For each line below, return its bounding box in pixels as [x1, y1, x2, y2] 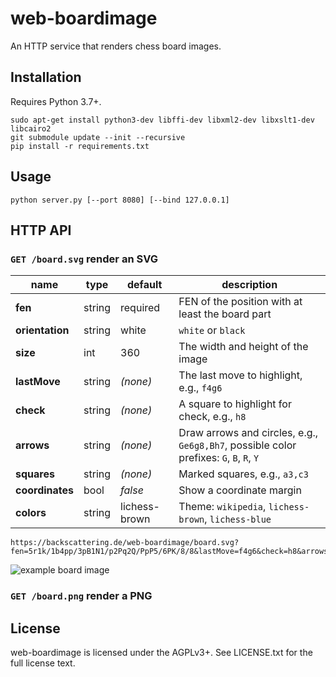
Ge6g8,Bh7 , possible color [178, 438, 297, 452]
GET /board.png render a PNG [10, 589, 153, 603]
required [120, 301, 161, 315]
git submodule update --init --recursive [10, 132, 186, 142]
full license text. [10, 657, 76, 669]
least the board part [178, 307, 272, 321]
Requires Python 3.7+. [10, 95, 102, 107]
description [221, 278, 278, 292]
